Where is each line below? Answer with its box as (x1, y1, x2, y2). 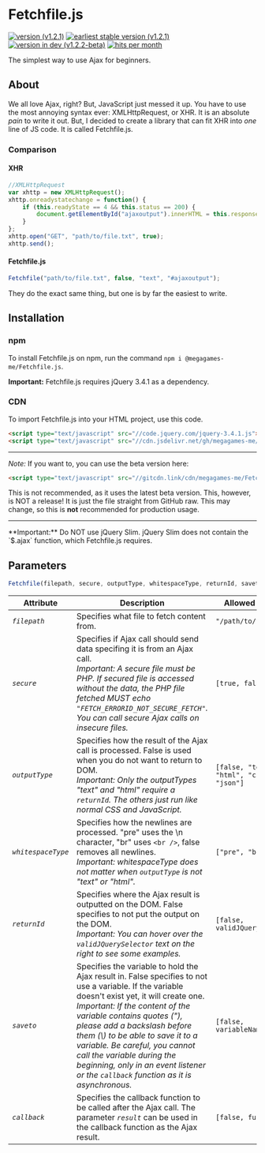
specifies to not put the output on (76, 909, 200, 920)
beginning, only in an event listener (76, 1060, 207, 1071)
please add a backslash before (76, 1020, 192, 1031)
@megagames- (185, 354, 225, 362)
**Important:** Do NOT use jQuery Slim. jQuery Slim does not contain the (8, 527, 248, 537)
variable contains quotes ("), (76, 1010, 183, 1021)
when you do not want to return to (76, 755, 203, 766)
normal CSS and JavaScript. (76, 804, 182, 815)
